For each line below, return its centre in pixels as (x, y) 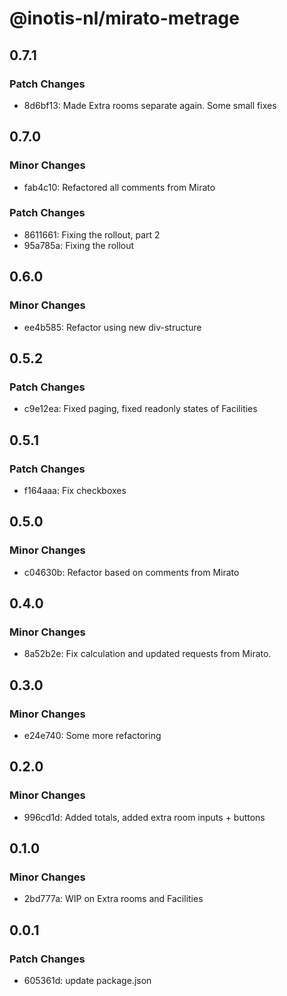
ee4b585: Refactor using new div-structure (112, 327)
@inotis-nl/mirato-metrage (124, 18)
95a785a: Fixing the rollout (79, 245)
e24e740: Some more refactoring (92, 735)
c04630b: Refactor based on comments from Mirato (131, 572)
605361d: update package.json (87, 981)
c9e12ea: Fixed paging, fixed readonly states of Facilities (140, 409)
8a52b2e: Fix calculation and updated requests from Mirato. (147, 654)
